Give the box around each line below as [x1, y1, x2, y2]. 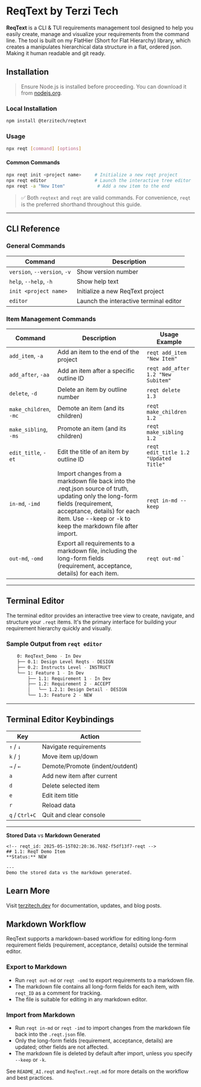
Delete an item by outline [57, 385, 127, 394]
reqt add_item [146, 349, 187, 356]
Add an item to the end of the [57, 348, 139, 356]
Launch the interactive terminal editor [77, 297, 182, 305]
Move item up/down [41, 752, 98, 760]
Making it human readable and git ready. [6, 49, 106, 56]
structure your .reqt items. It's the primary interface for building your [6, 618, 177, 625]
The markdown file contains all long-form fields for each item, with [14, 983, 179, 990]
